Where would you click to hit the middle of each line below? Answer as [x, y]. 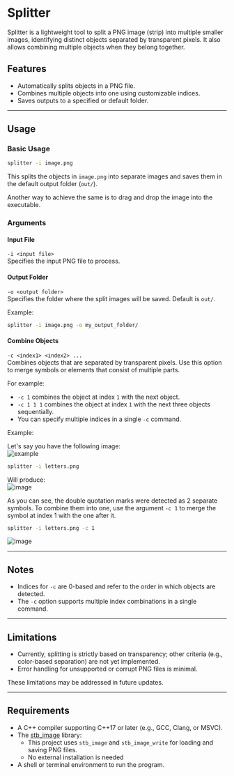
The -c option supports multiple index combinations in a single [107, 602]
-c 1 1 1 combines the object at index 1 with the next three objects [114, 404]
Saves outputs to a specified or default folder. [83, 100]
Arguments [27, 223]
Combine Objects [33, 341]
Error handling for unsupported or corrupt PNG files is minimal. [107, 669]
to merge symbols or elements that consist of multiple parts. [94, 370]
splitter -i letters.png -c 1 [51, 528]
